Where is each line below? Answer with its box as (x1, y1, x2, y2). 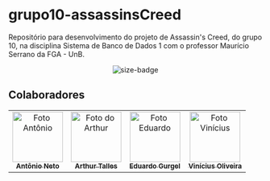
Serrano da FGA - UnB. (8, 49, 85, 59)
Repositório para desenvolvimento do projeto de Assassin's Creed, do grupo (8, 32, 263, 42)
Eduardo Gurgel (129, 161, 181, 171)
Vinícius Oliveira (188, 161, 243, 171)
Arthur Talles (74, 161, 118, 171)
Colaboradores (8, 88, 85, 102)
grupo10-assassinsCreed (8, 6, 181, 24)
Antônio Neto (15, 161, 60, 171)
